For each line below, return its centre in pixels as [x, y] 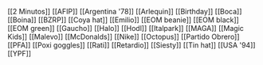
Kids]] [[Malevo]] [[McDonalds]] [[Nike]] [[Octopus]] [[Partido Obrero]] [124, 36]
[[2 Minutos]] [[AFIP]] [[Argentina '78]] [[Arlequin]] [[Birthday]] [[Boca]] [125, 11]
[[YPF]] [20, 54]
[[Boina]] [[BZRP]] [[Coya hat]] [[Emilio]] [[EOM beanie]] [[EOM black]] [124, 20]
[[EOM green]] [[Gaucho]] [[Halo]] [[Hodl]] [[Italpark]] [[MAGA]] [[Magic [126, 28]
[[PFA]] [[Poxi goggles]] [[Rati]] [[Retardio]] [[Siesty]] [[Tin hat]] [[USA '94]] [131, 45]
